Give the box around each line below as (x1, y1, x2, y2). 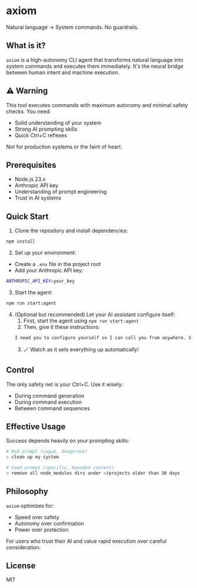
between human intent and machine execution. (6, 69, 120, 76)
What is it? (6, 41, 46, 51)
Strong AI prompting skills (14, 125, 78, 132)
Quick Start (6, 211, 49, 221)
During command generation (14, 392, 85, 399)
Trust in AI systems (14, 194, 62, 201)
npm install (6, 238, 35, 245)
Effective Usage (6, 421, 66, 431)
